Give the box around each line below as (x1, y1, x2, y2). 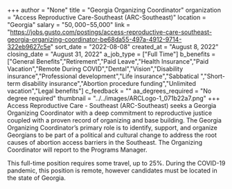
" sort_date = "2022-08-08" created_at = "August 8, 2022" (50, 43, 219, 51)
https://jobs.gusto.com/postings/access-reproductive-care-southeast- (10, 28, 213, 36)
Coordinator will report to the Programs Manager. (7, 145, 148, 154)
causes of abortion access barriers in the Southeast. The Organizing (7, 138, 203, 146)
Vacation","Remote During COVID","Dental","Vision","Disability (7, 65, 184, 73)
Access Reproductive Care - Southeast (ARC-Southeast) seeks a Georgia (7, 102, 217, 109)
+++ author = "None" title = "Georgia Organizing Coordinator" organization (7, 6, 222, 14)
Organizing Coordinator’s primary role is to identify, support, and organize (7, 124, 218, 132)
